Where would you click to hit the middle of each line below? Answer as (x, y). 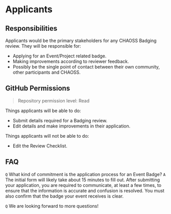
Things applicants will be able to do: (43, 111)
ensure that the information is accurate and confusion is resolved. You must (85, 190)
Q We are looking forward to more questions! (52, 206)
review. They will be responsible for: (43, 46)
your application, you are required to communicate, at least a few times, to (83, 185)
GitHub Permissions (38, 88)
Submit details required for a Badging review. (60, 120)
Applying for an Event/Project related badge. (59, 56)
